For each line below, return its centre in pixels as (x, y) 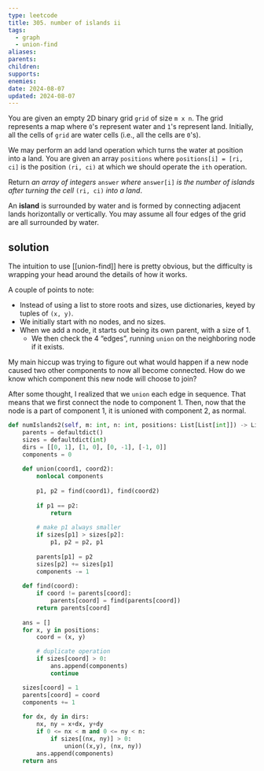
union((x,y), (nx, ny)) (103, 746)
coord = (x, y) (61, 637)
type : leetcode (33, 15)
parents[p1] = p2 (64, 557)
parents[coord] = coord (61, 695)
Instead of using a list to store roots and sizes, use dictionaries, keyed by (137, 305)
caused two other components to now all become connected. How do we (127, 371)
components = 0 (47, 454)
